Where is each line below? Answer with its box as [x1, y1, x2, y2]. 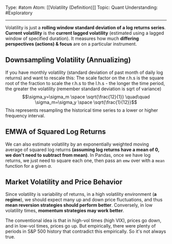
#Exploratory [5, 10, 33, 16]
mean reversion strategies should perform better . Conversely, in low [5, 202, 153, 208]
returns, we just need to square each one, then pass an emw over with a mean [5, 157, 165, 164]
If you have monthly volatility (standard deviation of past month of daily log [5, 69, 163, 75]
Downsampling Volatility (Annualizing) [5, 56, 131, 65]
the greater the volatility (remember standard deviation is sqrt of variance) [5, 86, 162, 92]
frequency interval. [5, 112, 46, 118]
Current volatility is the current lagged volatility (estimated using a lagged [5, 30, 164, 36]
